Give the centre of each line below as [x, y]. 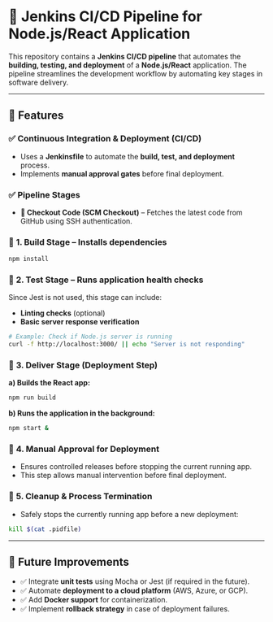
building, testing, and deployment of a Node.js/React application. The [128, 65]
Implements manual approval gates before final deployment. [122, 173]
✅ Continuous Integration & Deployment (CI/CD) [105, 139]
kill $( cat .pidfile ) [45, 529]
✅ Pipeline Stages [45, 194]
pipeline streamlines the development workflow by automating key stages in [136, 73]
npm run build [32, 398]
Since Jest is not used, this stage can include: [85, 298]
